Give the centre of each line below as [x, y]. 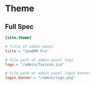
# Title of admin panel [29, 46]
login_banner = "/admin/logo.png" [40, 78]
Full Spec [19, 27]
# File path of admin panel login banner [48, 73]
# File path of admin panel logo [39, 60]
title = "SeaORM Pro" [27, 51]
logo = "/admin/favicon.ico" [35, 64]
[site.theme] [18, 38]
